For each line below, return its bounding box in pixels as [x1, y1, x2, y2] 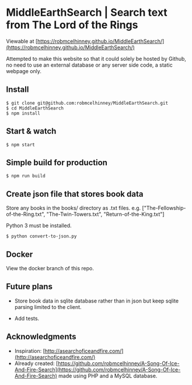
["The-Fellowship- [142, 205, 186, 212]
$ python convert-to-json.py [6, 233, 77, 239]
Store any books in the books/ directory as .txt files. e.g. [6, 205, 141, 212]
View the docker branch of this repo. [6, 265, 95, 271]
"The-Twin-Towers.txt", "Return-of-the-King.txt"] [46, 211, 165, 218]
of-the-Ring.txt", [6, 211, 46, 218]
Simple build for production [6, 157, 108, 167]
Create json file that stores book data [6, 189, 144, 199]
